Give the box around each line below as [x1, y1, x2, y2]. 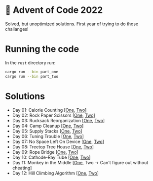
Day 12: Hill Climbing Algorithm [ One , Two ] [12, 170, 99, 176]
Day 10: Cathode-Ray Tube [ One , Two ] [12, 154, 91, 160]
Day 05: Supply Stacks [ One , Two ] [12, 128, 82, 134]
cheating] [12, 165, 32, 171]
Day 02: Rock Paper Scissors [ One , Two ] [12, 112, 95, 118]
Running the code [5, 44, 79, 55]
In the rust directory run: [5, 59, 56, 66]
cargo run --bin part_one [5, 69, 58, 74]
